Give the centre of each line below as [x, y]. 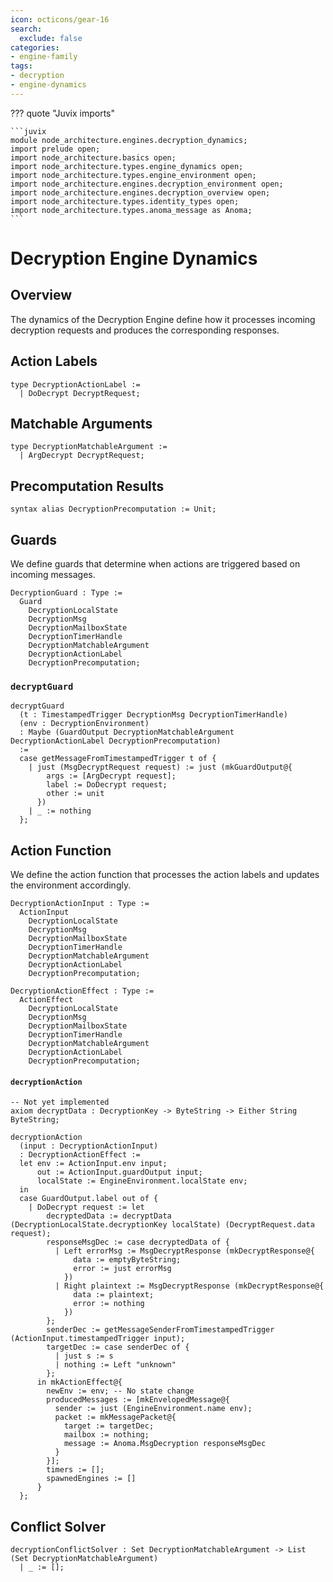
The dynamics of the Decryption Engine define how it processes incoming [163, 319]
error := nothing [109, 1304]
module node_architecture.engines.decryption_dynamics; [129, 140]
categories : [35, 47]
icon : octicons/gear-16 [60, 19]
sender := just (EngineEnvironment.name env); [153, 1409]
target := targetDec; [109, 1426]
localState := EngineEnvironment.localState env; [142, 1181]
